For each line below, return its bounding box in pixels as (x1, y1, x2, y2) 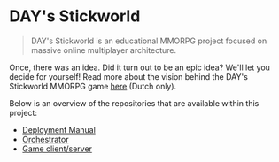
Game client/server (21, 143, 93, 154)
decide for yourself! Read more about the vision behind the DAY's (9, 71, 248, 81)
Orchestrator (21, 134, 69, 144)
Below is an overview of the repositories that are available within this (9, 97, 260, 108)
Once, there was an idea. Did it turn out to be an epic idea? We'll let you (9, 62, 270, 73)
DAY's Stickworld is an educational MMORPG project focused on (30, 35, 267, 46)
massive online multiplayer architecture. (30, 44, 177, 55)
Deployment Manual (21, 124, 96, 135)
